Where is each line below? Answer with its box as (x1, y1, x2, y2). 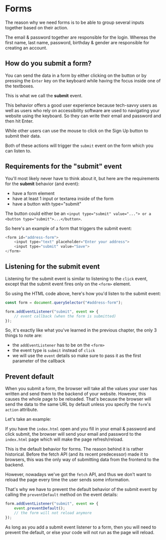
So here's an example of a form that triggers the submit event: (5, 225, 132, 231)
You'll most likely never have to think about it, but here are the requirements (5, 175, 160, 181)
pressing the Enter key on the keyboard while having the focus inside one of (5, 77, 161, 83)
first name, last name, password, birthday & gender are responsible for (5, 39, 150, 45)
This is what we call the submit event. (5, 92, 83, 98)
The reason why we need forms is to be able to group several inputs (5, 19, 145, 25)
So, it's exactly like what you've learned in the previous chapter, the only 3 (5, 327, 157, 333)
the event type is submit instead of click (12, 347, 95, 353)
